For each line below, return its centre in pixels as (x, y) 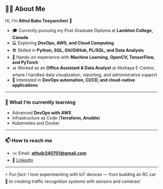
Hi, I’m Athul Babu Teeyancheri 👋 (39, 20)
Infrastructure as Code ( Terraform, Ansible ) (56, 118)
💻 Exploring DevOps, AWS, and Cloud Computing (63, 43)
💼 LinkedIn (23, 160)
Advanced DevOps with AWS (42, 113)
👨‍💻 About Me (25, 9)
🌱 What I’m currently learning (41, 102)
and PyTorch (25, 62)
